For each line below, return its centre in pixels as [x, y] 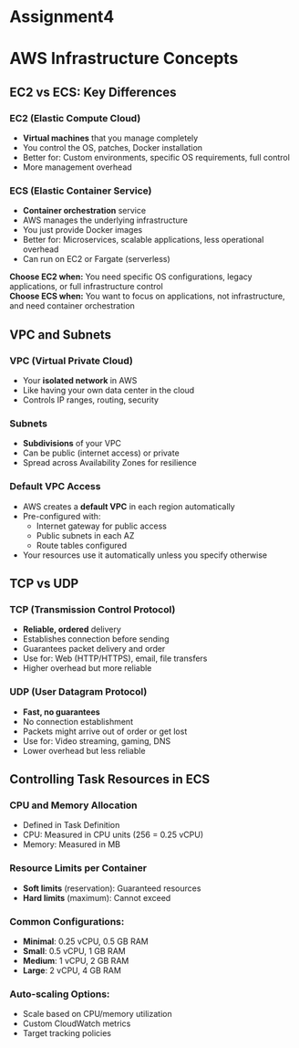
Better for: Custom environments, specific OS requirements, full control [156, 158]
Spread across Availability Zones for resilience [110, 463]
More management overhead [77, 167]
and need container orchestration [72, 306]
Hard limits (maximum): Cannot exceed [97, 897]
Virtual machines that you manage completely [110, 138]
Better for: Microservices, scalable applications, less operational [143, 240]
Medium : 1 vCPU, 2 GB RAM [76, 960]
